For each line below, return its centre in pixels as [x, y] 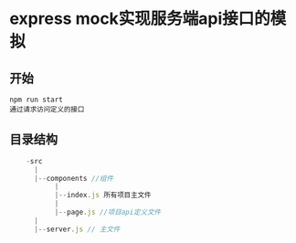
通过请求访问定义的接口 [47, 110]
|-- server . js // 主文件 [77, 229]
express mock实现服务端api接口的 [140, 19]
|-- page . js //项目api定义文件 [108, 212]
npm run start [37, 100]
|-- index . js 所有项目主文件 [103, 195]
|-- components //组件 [74, 178]
